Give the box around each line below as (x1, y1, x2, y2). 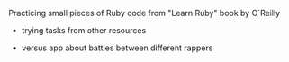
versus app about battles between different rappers (21, 42, 213, 53)
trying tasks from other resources (21, 25, 147, 35)
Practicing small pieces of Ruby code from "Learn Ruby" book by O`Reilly (8, 8, 281, 18)
